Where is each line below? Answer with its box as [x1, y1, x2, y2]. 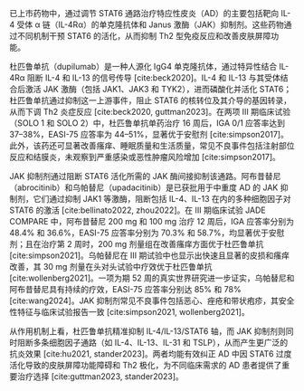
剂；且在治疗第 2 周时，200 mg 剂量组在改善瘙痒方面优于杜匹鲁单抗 [9, 239, 264, 249]
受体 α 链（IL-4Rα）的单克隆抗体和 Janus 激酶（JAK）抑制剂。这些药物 [16, 19, 284, 30]
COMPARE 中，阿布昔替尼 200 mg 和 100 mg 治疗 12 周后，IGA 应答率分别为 [9, 216, 294, 226]
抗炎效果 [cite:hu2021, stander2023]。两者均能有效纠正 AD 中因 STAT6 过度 [9, 348, 292, 359]
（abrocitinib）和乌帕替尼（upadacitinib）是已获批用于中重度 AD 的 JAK [9, 182, 279, 193]
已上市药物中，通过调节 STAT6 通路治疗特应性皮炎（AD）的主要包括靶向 [9, 8, 280, 18]
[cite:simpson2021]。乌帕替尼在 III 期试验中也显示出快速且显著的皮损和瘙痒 [9, 250, 290, 261]
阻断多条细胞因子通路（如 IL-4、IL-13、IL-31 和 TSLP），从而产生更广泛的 [16, 338, 289, 348]
